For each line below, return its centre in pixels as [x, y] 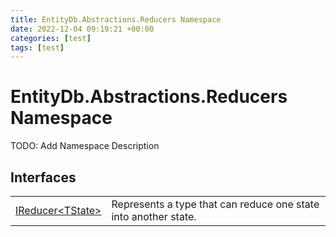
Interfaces [43, 177]
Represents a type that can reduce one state [215, 204]
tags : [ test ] [37, 47]
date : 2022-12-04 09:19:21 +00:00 [82, 29]
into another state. [154, 216]
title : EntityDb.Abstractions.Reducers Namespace [116, 19]
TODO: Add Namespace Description [85, 146]
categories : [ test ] [51, 38]
